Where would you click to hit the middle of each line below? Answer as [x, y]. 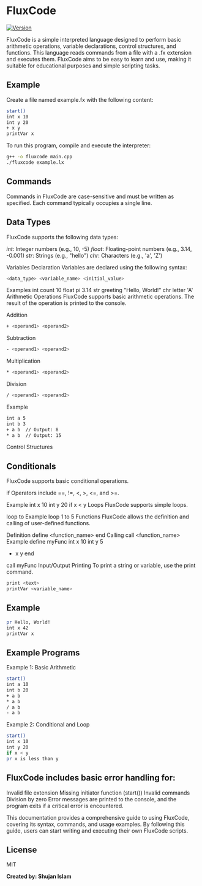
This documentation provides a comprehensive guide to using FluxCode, [98, 817]
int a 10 [17, 685]
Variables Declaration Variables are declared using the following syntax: [97, 267]
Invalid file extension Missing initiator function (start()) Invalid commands [98, 793]
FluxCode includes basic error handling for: [91, 778]
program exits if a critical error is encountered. [65, 806]
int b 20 [17, 690]
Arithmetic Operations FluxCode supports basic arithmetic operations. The [100, 297]
